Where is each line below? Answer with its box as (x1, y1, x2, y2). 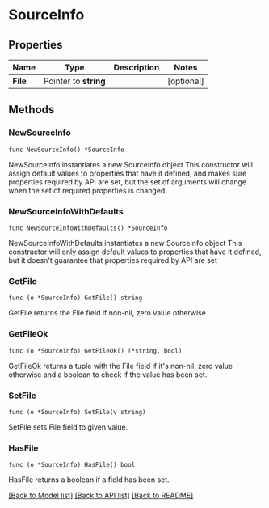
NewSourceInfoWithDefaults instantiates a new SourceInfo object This (8, 238, 242, 248)
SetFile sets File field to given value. (8, 422, 128, 432)
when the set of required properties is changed (8, 185, 166, 195)
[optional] (166, 75, 204, 87)
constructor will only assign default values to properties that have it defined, (8, 247, 262, 256)
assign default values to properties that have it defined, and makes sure (8, 168, 247, 178)
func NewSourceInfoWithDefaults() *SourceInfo (8, 224, 168, 232)
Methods (8, 103, 55, 116)
